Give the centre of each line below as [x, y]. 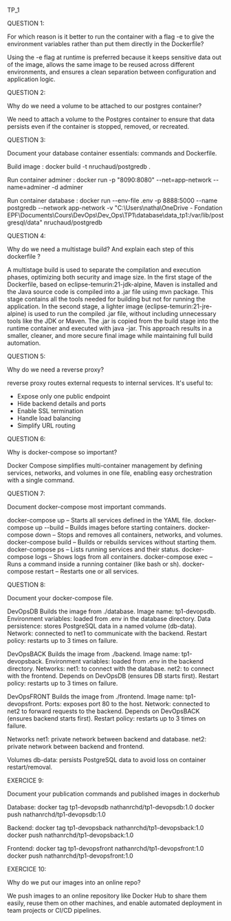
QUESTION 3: [26, 140]
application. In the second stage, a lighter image [75, 306]
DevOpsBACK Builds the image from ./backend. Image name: [93, 654]
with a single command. [41, 480]
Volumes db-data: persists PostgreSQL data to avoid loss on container [107, 760]
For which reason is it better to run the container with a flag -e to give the [111, 36]
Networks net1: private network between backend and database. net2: [107, 739]
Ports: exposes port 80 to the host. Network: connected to [127, 704]
